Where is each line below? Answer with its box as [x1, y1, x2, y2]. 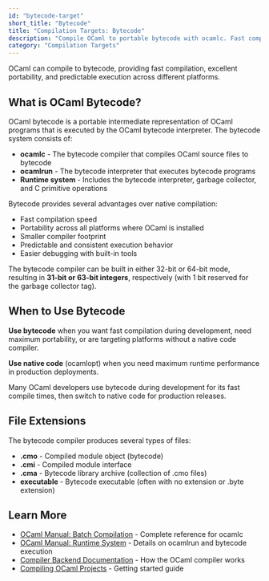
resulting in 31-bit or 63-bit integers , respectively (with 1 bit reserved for [8, 272, 249, 282]
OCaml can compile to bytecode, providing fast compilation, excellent [8, 63, 238, 73]
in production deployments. [8, 367, 99, 376]
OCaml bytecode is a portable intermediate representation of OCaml [8, 116, 234, 126]
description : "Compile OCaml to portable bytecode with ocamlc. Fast [8, 34, 246, 43]
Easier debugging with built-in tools [19, 248, 138, 258]
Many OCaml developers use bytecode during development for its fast [8, 382, 240, 392]
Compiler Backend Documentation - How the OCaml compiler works [19, 555, 246, 565]
